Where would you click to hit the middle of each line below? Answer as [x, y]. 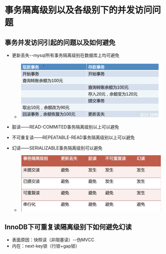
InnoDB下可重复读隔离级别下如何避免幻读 [68, 227]
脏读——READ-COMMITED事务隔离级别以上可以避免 [65, 127]
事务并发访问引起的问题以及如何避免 [60, 42]
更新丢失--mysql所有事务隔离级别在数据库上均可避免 [65, 55]
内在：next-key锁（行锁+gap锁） [46, 246]
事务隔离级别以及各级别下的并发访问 [79, 10]
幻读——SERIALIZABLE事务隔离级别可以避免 [57, 148]
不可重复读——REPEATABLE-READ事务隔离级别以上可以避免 [73, 137]
